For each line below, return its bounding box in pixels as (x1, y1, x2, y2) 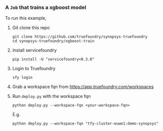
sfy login (12, 75, 33, 80)
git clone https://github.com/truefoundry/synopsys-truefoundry (12, 34, 148, 40)
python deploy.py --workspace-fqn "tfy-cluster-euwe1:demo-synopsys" (12, 121, 159, 126)
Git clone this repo (12, 25, 50, 31)
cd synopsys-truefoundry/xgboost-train (12, 39, 95, 44)
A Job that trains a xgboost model (5, 4, 86, 11)
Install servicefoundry (12, 47, 57, 53)
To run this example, (5, 15, 47, 21)
